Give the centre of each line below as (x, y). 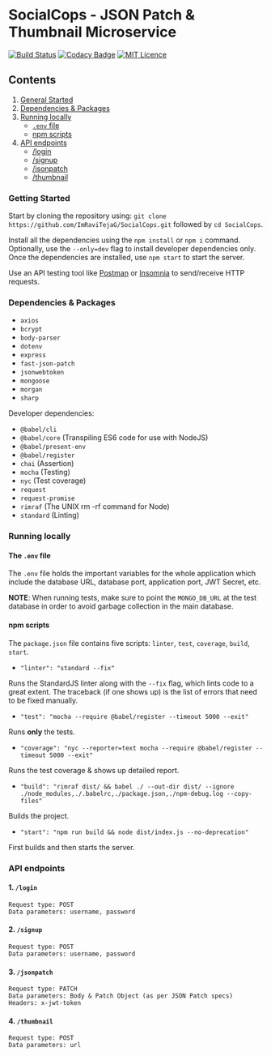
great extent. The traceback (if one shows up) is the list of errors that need (133, 691)
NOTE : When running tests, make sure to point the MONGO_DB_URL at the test (133, 598)
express (33, 355)
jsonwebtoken (42, 373)
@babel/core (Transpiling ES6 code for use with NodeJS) (114, 438)
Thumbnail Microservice (93, 32)
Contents (32, 80)
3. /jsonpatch (31, 972)
